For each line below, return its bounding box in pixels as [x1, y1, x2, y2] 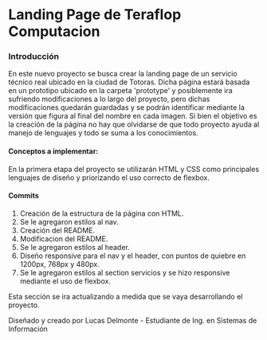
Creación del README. [19, 225, 96, 235]
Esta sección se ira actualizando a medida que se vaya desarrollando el [8, 291, 243, 301]
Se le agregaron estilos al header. [19, 242, 130, 252]
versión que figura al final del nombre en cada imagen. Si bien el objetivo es [8, 111, 257, 121]
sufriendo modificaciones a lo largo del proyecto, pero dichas [8, 94, 210, 104]
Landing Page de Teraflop [8, 6, 182, 24]
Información [8, 324, 48, 334]
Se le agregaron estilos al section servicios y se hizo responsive [19, 268, 230, 277]
